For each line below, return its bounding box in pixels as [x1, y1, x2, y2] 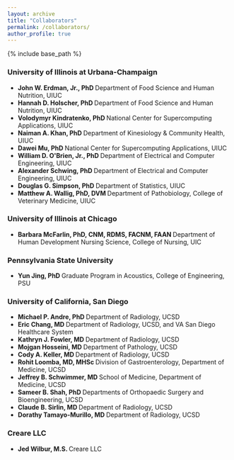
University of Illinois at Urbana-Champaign [7, 67, 158, 77]
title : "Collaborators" [7, 17, 78, 24]
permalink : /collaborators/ [7, 23, 90, 30]
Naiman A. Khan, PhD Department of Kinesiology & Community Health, [17, 128, 225, 137]
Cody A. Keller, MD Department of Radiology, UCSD [17, 350, 170, 359]
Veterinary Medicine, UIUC [17, 196, 96, 205]
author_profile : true [7, 30, 71, 38]
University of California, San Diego [7, 297, 129, 307]
